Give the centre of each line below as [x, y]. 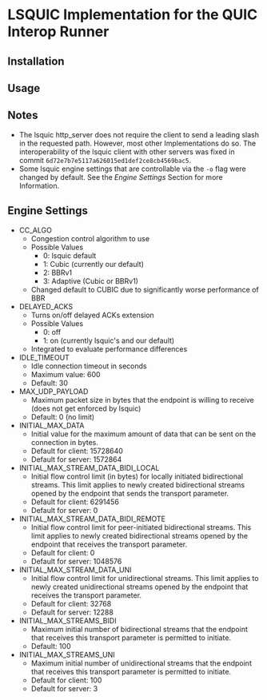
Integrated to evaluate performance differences [109, 348]
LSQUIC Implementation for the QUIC [132, 15]
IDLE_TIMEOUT [44, 357]
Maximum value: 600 [66, 374]
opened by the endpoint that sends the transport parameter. [130, 493]
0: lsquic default [70, 255]
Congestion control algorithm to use [90, 238]
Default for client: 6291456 [75, 502]
